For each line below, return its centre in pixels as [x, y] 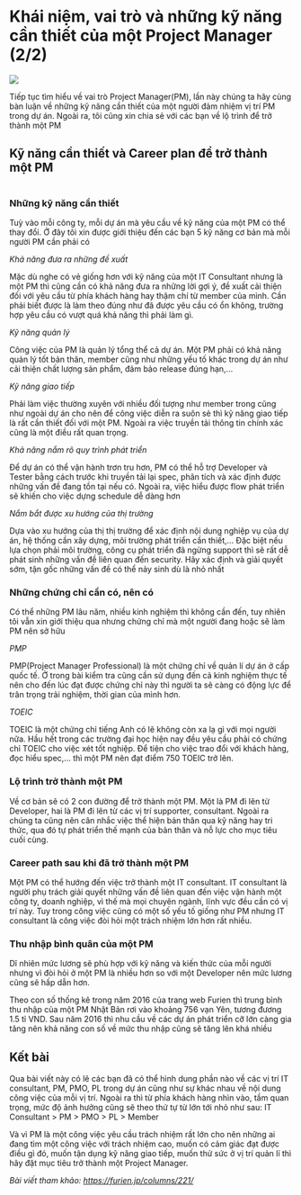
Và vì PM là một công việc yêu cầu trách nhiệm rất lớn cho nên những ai [142, 1135]
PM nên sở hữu [37, 631]
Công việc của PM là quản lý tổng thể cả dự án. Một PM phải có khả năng [145, 350]
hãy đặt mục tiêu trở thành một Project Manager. [99, 1164]
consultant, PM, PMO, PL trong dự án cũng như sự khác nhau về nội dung [145, 1088]
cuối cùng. [29, 840]
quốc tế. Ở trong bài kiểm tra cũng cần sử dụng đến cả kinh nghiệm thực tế [148, 676]
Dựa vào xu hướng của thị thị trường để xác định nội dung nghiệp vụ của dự [149, 531]
